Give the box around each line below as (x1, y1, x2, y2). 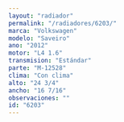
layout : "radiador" (8, 11, 74, 20)
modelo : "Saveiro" (8, 34, 70, 43)
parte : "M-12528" (8, 64, 67, 72)
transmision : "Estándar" (8, 57, 92, 65)
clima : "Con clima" (8, 71, 74, 79)
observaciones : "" (8, 94, 70, 102)
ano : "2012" (8, 42, 48, 50)
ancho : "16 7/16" (8, 86, 67, 95)
